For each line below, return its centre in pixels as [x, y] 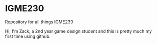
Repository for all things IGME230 [39, 22]
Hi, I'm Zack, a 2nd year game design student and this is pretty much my [78, 31]
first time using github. [28, 36]
